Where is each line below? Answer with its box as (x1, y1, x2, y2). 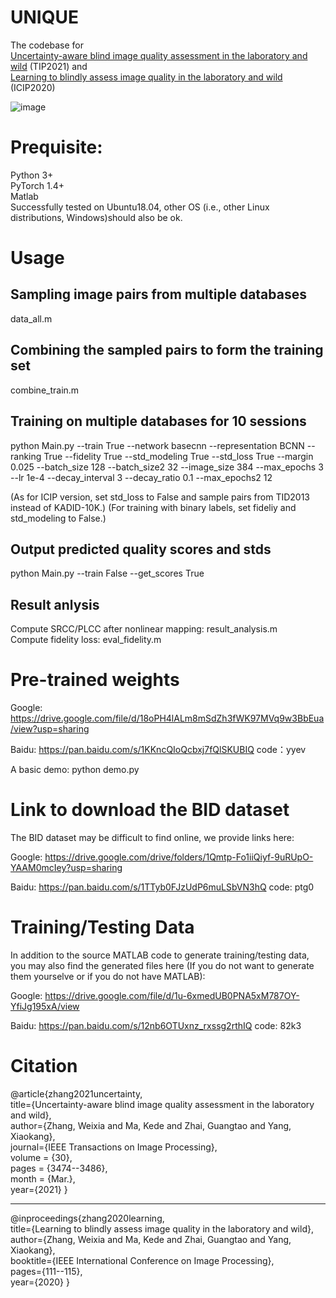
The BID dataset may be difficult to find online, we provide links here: (10, 832, 295, 843)
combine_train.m (10, 384, 80, 396)
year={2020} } (10, 1276, 70, 1288)
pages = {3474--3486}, (10, 1162, 108, 1174)
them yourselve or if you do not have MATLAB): (10, 970, 206, 982)
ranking (10, 450, 42, 462)
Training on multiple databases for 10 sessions (10, 413, 307, 430)
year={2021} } (10, 1183, 68, 1195)
